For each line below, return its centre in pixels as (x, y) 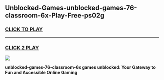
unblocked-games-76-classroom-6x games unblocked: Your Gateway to (81, 67)
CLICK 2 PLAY (22, 48)
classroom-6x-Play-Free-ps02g (55, 16)
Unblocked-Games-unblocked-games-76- (71, 8)
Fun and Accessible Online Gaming (41, 72)
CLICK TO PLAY (24, 30)
